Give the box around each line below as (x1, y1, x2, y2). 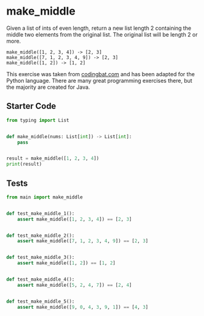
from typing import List (6, 117, 69, 123)
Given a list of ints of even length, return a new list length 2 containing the (6, 24, 192, 32)
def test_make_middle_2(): (6, 233, 75, 239)
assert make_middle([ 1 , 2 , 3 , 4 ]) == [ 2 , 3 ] (17, 216, 132, 222)
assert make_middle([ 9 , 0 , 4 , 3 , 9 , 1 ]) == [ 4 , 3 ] (17, 304, 149, 310)
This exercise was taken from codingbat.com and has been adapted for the (6, 70, 195, 77)
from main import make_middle (6, 194, 83, 200)
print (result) (6, 161, 43, 167)
